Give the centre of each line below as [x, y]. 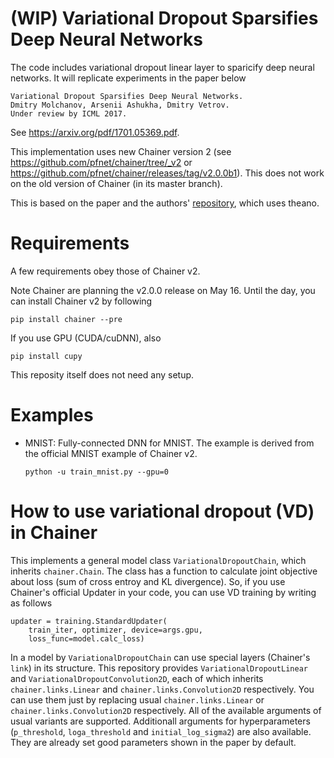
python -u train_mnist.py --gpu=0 [96, 472]
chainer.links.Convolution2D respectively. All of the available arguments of [166, 710]
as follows [31, 603]
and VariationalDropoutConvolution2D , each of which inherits [137, 678]
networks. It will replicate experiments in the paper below [128, 78]
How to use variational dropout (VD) [162, 511]
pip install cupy [46, 356]
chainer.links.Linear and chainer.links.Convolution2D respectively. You [162, 689]
